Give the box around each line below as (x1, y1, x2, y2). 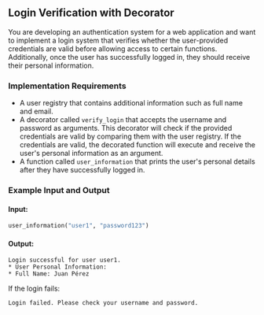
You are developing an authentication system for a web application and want (8, 27, 256, 36)
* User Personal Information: (8, 263, 108, 271)
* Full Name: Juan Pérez (8, 270, 90, 278)
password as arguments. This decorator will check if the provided (19, 124, 233, 133)
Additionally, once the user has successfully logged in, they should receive (8, 52, 251, 61)
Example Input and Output (8, 185, 110, 196)
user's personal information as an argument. (19, 149, 163, 158)
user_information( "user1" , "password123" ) (8, 222, 149, 230)
